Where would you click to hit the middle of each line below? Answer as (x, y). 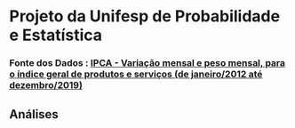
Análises (34, 114)
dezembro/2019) (46, 85)
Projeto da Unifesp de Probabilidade (145, 16)
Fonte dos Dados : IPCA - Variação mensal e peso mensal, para (147, 63)
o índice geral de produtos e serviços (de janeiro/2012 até (136, 75)
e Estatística (56, 35)
